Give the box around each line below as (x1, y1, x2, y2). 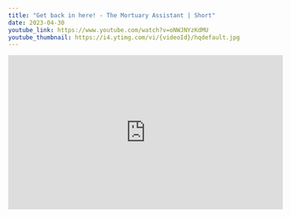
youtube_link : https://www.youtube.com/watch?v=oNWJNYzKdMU (8, 26, 209, 34)
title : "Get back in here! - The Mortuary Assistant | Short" (8, 11, 216, 20)
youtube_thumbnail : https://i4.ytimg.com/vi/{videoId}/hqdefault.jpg (8, 33, 241, 42)
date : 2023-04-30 (8, 19, 65, 27)
